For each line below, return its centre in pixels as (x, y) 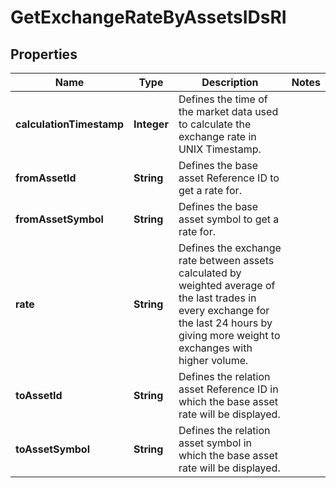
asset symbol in (215, 443)
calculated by (210, 273)
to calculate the (215, 124)
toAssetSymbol (52, 449)
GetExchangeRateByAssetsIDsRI (148, 17)
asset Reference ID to (229, 178)
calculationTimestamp (70, 124)
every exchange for (224, 310)
